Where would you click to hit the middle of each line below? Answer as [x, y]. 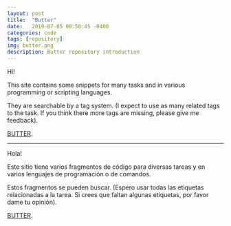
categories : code [32, 33]
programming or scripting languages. [59, 92]
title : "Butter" [32, 20]
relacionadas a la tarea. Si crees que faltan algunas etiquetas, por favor [108, 194]
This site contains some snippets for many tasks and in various [96, 85]
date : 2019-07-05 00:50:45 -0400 [58, 26]
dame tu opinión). [32, 202]
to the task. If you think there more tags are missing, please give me [103, 113]
